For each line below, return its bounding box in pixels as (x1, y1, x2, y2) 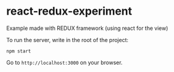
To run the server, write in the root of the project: (6, 36, 129, 43)
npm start (6, 48, 32, 54)
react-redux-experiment (6, 4, 133, 18)
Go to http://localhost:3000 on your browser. (6, 59, 123, 66)
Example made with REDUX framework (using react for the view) (6, 24, 169, 32)
